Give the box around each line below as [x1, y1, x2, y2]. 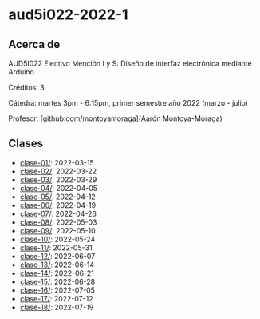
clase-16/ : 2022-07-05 [19, 285, 96, 295]
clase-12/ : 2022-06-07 [19, 251, 96, 261]
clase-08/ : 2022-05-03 [19, 217, 97, 227]
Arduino [8, 67, 34, 77]
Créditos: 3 [8, 82, 45, 92]
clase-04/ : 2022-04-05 [19, 183, 98, 193]
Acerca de [8, 38, 61, 51]
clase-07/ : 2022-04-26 [19, 209, 97, 218]
